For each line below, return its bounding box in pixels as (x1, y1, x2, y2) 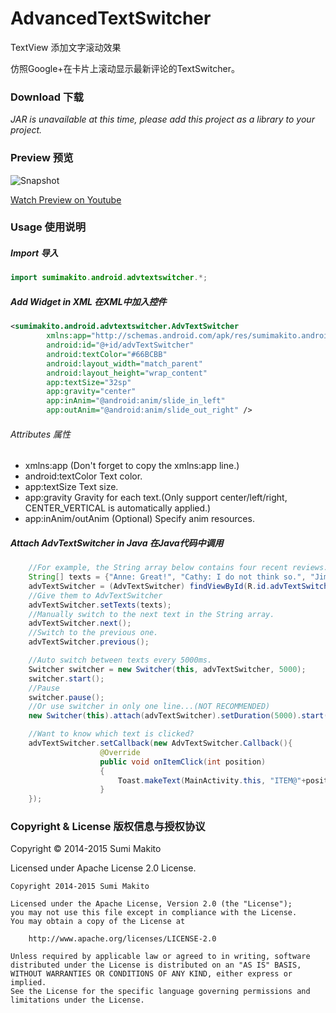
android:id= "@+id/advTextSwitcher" (46, 340, 195, 351)
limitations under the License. (10, 995, 145, 1006)
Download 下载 (10, 90, 84, 104)
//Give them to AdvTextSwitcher (28, 590, 163, 601)
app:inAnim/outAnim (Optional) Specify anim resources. (24, 513, 255, 525)
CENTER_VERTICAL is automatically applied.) (24, 502, 212, 514)
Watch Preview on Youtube (10, 193, 122, 206)
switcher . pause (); (28, 692, 105, 702)
